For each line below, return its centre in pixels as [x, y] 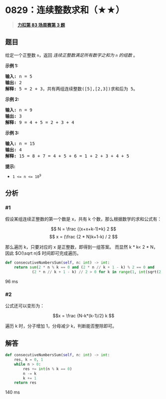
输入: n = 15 [20, 143]
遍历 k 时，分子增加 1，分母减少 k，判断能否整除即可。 [61, 326]
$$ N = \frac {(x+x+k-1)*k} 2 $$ [83, 229]
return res [25, 383]
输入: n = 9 [19, 110]
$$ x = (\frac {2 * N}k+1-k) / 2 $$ [83, 237]
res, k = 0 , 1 [29, 360]
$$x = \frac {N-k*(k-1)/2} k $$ [83, 316]
